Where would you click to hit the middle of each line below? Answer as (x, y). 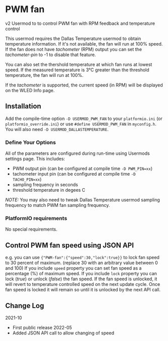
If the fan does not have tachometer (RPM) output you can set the (74, 49)
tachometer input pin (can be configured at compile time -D (74, 174)
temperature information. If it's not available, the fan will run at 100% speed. (84, 44)
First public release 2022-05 (42, 327)
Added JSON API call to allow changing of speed (63, 333)
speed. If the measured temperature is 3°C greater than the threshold (77, 70)
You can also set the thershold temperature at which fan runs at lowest (79, 64)
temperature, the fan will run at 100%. (44, 75)
